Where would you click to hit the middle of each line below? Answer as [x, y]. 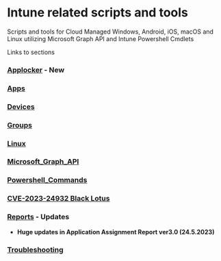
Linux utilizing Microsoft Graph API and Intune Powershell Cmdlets [101, 38]
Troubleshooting [35, 249]
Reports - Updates [38, 217]
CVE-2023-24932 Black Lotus [58, 199]
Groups [20, 125]
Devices [21, 106]
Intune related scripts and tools [97, 13]
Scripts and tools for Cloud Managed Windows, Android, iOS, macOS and [110, 32]
